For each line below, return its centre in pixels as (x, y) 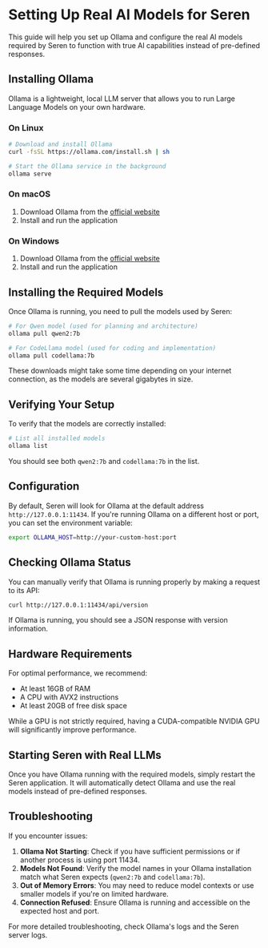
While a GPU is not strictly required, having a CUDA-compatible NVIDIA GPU (134, 721)
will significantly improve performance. (72, 730)
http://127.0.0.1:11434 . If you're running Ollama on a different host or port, (134, 514)
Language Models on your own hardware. (77, 107)
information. (28, 629)
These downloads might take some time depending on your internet (120, 371)
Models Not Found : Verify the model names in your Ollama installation (136, 868)
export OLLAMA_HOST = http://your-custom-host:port (93, 537)
